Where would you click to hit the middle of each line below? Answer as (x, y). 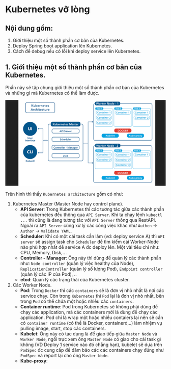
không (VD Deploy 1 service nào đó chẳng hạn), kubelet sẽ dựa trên (91, 345)
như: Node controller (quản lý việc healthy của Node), (77, 263)
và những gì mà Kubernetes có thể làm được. (52, 93)
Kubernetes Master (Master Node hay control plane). (68, 204)
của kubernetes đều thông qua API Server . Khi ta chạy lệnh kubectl (91, 215)
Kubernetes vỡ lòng (48, 9)
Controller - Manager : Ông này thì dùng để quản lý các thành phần (91, 258)
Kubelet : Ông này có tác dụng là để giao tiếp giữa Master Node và (89, 334)
